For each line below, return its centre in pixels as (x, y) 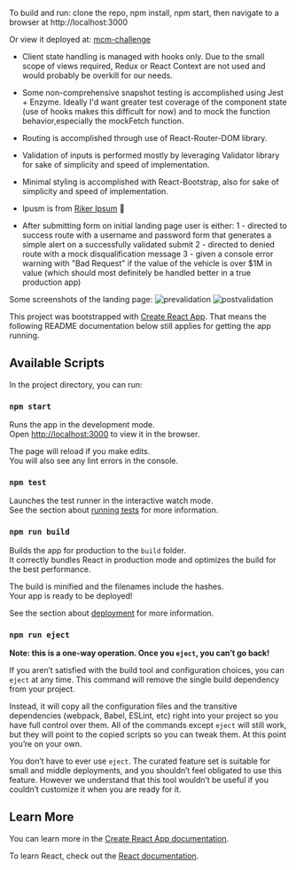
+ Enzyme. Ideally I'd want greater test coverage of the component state (154, 102)
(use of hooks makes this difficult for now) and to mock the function (146, 111)
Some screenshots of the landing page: (81, 299)
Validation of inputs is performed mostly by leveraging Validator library (151, 155)
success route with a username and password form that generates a (147, 235)
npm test (28, 483)
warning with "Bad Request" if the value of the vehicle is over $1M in (147, 263)
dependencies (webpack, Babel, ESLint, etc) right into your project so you (144, 716)
